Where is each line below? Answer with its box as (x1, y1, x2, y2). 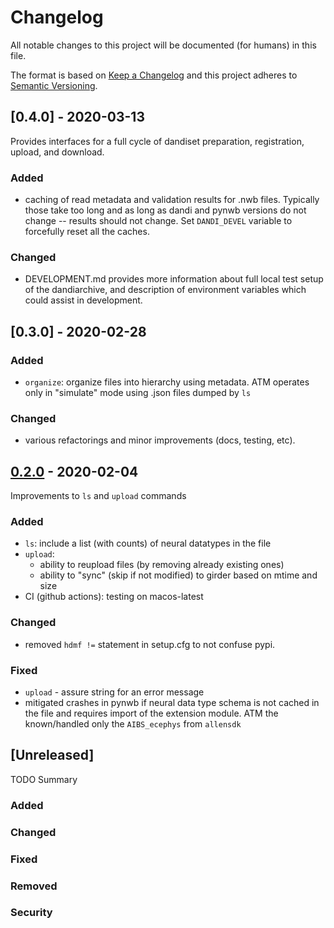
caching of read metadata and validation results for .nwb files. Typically (24, 194, 320, 206)
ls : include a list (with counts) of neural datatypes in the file (24, 537, 272, 550)
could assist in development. (24, 294, 143, 306)
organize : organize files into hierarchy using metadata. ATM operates (24, 376, 310, 388)
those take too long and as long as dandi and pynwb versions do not (24, 204, 307, 216)
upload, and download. (10, 146, 105, 158)
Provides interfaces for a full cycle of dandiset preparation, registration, (10, 135, 305, 147)
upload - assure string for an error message (24, 686, 205, 698)
